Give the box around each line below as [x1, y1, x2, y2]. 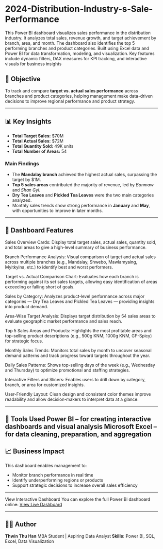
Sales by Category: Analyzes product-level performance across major [5, 293, 145, 299]
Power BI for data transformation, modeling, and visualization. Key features [5, 50, 155, 56]
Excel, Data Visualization [5, 538, 54, 544]
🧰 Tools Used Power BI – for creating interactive [5, 415, 151, 424]
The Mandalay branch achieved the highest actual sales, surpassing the [12, 171, 157, 177]
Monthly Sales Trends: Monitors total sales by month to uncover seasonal [5, 347, 152, 353]
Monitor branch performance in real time [12, 472, 94, 478]
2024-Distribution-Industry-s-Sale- [5, 3, 153, 15]
